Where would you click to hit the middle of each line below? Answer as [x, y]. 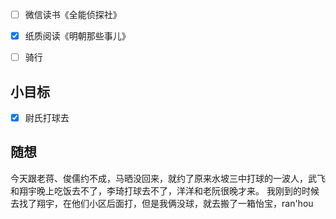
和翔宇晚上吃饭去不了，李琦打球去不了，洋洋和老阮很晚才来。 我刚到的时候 [165, 190]
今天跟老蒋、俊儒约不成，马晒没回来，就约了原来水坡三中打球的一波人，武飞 [168, 178]
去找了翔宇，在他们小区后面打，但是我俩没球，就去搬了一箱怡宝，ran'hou [162, 203]
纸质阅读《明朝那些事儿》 [77, 36]
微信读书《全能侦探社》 [73, 14]
